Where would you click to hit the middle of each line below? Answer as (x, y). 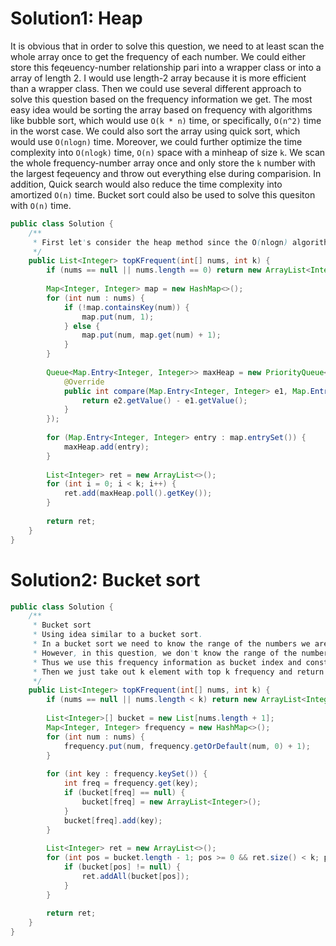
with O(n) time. (41, 205)
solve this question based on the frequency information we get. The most (161, 99)
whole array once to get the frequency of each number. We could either (158, 56)
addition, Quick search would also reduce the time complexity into (146, 184)
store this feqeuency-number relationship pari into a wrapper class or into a (166, 67)
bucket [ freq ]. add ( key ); (113, 820)
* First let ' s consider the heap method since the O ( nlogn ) (160, 242)
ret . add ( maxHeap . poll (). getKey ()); (138, 493)
